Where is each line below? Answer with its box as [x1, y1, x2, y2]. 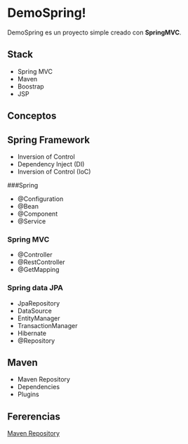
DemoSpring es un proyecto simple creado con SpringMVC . [7, 28, 182, 37]
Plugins [17, 390, 40, 398]
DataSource [17, 306, 53, 315]
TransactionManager [17, 321, 78, 329]
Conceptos [7, 110, 57, 122]
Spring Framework [7, 133, 90, 145]
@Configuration [17, 195, 64, 203]
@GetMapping [17, 266, 60, 274]
